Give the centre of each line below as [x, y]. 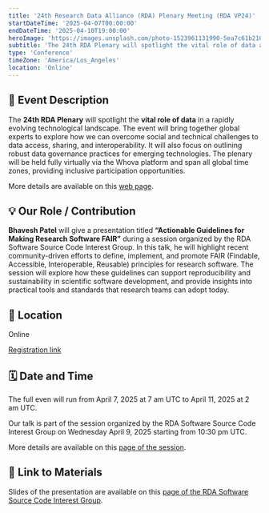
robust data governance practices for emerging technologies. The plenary [130, 154]
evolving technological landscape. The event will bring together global [124, 128]
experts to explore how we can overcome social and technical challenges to [133, 136]
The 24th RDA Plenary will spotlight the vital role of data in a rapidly [121, 119]
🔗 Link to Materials [55, 473]
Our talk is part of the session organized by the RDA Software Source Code [132, 423]
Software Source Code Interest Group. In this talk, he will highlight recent [128, 247]
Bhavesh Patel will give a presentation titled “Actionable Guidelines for [126, 230]
